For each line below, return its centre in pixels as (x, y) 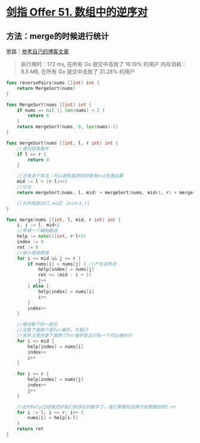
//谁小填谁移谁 (33, 253)
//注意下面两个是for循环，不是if (53, 330)
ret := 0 (28, 247)
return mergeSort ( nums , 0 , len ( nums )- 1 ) (68, 127)
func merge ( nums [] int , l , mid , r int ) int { (63, 220)
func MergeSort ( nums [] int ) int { (49, 105)
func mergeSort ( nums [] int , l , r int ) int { (62, 143)
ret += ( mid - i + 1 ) (65, 275)
